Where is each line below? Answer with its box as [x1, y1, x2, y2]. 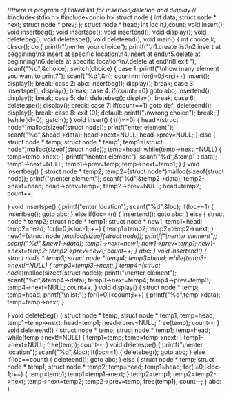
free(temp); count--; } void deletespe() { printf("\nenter [47, 341, 203, 349]
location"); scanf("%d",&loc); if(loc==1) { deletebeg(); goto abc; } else [7, 348, 205, 356]
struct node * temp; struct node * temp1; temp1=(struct [7, 138, 163, 146]
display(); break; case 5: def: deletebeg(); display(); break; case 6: [7, 94, 196, 102]
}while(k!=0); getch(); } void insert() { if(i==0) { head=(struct [7, 116, 179, 124]
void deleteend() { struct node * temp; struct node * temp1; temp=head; [7, 326, 210, 334]
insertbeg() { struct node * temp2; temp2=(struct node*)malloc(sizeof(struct [7, 167, 224, 175]
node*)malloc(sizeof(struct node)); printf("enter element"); [7, 124, 174, 131]
